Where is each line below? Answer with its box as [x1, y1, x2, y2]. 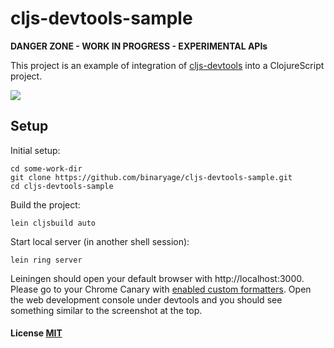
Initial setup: [10, 144, 61, 156]
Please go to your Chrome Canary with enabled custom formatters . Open [10, 283, 312, 295]
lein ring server [10, 255, 83, 265]
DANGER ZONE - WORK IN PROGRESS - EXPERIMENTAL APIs [10, 40, 268, 52]
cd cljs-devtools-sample [10, 181, 114, 191]
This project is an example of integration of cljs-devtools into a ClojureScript [10, 59, 325, 71]
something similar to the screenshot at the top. [10, 304, 203, 316]
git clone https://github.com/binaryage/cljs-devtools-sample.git [10, 172, 293, 182]
